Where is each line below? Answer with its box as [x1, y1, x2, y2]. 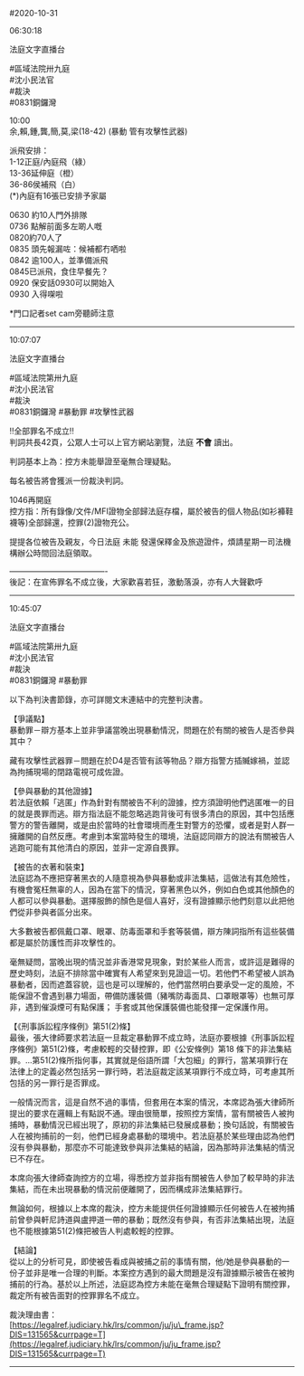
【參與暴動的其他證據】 [9, 786, 97, 796]
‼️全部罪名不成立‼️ [9, 425, 75, 436]
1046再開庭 [9, 495, 52, 505]
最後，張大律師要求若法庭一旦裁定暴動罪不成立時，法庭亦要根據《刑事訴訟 [9, 1032, 287, 1043]
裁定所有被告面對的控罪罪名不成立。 [9, 1290, 145, 1301]
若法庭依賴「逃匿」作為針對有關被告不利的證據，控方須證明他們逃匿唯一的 [9, 797, 287, 808]
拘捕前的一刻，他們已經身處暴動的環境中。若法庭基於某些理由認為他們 [33, 1131, 295, 1141]
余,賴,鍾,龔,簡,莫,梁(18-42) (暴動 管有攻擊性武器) [9, 126, 188, 137]
